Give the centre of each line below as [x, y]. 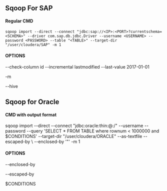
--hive [12, 86]
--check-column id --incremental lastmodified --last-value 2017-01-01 [77, 66]
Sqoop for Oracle [32, 102]
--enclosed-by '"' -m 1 [57, 141]
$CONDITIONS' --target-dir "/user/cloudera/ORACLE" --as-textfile [74, 136]
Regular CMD [19, 21]
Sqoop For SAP [29, 8]
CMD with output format [31, 114]
